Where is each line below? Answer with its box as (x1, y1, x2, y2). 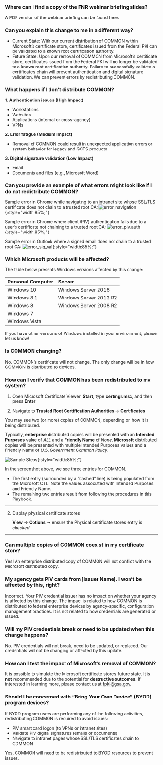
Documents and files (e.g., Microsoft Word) (12, 170, 98, 176)
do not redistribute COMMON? (5, 188, 79, 195)
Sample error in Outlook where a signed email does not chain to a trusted (5, 239, 151, 245)
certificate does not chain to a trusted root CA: (5, 204, 98, 210)
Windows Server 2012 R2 (58, 295, 117, 301)
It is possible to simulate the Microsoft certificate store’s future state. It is (5, 671, 150, 677)
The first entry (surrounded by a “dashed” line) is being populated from (12, 476, 155, 482)
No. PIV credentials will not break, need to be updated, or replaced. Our (5, 642, 148, 649)
